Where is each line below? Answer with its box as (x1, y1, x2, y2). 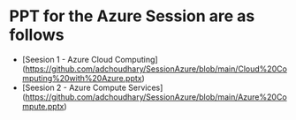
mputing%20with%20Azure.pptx (21, 72, 142, 83)
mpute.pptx (21, 101, 65, 111)
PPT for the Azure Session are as (9, 6, 255, 26)
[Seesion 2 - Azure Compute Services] (21, 82, 163, 93)
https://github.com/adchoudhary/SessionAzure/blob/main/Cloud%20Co (25, 64, 287, 74)
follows (9, 25, 65, 45)
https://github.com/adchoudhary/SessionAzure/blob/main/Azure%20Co (25, 91, 287, 102)
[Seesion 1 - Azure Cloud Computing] (21, 54, 158, 64)
